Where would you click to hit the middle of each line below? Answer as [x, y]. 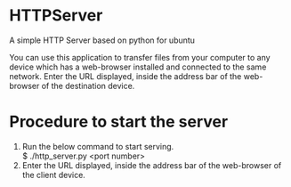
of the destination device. [88, 85]
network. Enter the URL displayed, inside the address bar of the [125, 76]
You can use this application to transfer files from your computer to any [140, 57]
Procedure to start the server [119, 122]
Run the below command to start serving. [98, 146]
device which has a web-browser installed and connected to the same [138, 67]
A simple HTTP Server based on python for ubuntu [102, 40]
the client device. [54, 175]
